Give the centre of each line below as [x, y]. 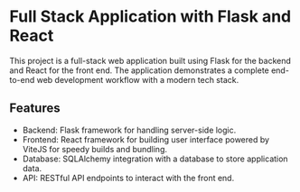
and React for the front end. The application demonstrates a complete [139, 70]
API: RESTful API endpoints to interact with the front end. [128, 178]
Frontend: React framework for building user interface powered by [145, 139]
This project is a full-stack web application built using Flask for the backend [150, 60]
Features [35, 109]
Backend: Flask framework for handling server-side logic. [129, 130]
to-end [22, 79]
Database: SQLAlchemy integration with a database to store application [155, 159]
